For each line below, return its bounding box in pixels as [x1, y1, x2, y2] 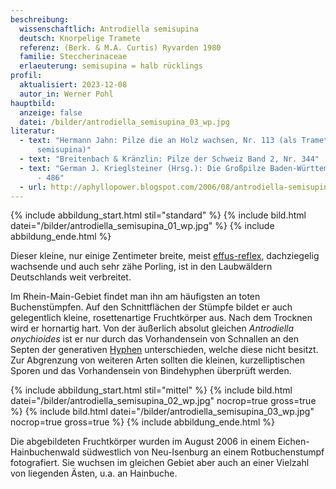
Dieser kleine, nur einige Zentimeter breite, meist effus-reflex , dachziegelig [10, 250, 320, 262]
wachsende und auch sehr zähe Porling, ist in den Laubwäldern [10, 261, 273, 273]
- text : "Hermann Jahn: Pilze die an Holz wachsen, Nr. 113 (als [19, 136, 298, 146]
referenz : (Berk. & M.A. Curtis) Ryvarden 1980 [19, 42, 222, 53]
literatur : [10, 126, 56, 136]
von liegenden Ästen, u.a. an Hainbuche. [10, 467, 178, 480]
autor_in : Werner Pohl [19, 89, 114, 99]
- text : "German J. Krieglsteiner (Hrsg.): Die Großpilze [19, 163, 267, 173]
